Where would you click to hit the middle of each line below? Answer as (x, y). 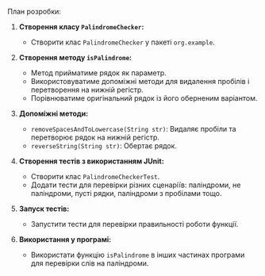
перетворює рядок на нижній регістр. (95, 137)
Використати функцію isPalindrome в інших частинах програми (138, 255)
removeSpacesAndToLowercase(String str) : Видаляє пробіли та (133, 129)
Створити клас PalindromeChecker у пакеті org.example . (123, 42)
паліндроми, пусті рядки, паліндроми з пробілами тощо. (126, 193)
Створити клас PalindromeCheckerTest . (95, 176)
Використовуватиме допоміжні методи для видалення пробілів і (140, 81)
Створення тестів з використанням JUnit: (91, 161)
